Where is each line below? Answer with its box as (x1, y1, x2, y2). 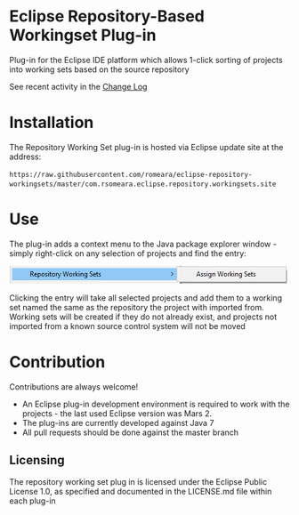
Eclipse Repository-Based (9, 6, 205, 27)
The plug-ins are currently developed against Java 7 (21, 417, 214, 428)
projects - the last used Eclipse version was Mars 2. (21, 407, 212, 419)
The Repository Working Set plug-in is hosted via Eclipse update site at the (9, 141, 284, 152)
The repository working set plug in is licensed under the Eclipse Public (9, 476, 268, 487)
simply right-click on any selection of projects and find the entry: (9, 247, 246, 259)
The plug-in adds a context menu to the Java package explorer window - (9, 238, 278, 249)
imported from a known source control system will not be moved (9, 320, 246, 331)
